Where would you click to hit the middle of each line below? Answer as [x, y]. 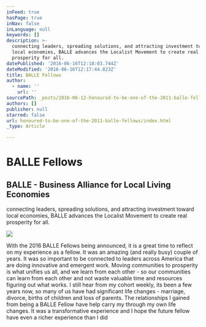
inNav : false [23, 23]
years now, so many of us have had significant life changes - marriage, [96, 291]
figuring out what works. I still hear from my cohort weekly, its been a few [99, 285]
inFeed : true [23, 12]
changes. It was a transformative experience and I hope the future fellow [98, 311]
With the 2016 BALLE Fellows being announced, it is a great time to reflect [100, 246]
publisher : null [27, 109]
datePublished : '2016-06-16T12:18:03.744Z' [63, 63]
